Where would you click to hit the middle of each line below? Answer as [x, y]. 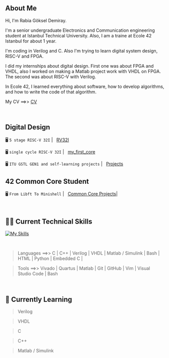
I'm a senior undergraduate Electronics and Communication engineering [80, 30]
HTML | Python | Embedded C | [50, 259]
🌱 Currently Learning [39, 299]
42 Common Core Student [47, 182]
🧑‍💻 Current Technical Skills [49, 221]
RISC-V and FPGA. [24, 56]
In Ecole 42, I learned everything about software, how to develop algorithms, [85, 86]
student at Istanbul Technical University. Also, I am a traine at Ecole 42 [78, 35]
